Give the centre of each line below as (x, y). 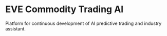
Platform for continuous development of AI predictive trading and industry (83, 23)
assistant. (15, 28)
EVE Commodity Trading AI (64, 9)
